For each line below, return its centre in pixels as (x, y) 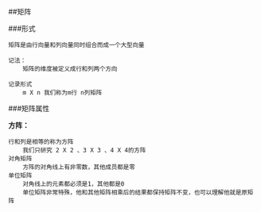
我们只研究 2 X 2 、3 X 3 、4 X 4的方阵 (84, 150)
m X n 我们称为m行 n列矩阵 (62, 93)
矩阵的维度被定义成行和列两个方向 (70, 69)
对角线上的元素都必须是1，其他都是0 (74, 184)
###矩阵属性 (29, 108)
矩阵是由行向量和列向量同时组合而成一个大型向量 (76, 45)
